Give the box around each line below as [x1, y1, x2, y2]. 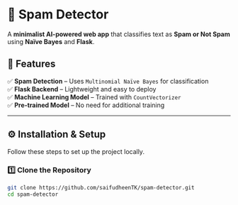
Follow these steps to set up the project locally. [7, 147, 145, 155]
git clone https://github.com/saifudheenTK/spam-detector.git [7, 184, 195, 191]
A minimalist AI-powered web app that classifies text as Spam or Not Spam [7, 30, 230, 38]
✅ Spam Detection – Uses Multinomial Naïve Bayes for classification [7, 77, 209, 85]
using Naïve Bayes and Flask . [7, 37, 95, 45]
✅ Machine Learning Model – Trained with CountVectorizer [7, 92, 182, 101]
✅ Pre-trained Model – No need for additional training [7, 101, 165, 109]
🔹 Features [7, 58, 56, 70]
